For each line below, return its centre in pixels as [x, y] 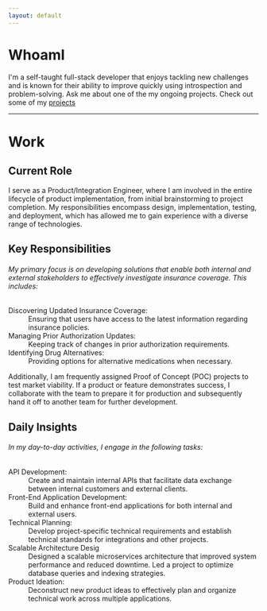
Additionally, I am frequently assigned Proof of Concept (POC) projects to [128, 377]
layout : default [35, 15]
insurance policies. [59, 327]
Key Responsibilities [60, 248]
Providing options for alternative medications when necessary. [130, 362]
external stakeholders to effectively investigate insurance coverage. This [128, 277]
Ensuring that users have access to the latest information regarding [138, 319]
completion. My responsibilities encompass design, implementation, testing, [132, 207]
